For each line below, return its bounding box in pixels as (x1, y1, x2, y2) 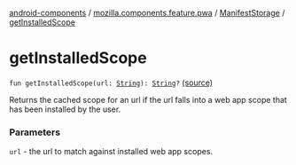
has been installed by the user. (9, 104, 121, 114)
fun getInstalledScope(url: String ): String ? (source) (9, 77, 214, 88)
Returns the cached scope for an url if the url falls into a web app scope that (9, 94, 288, 105)
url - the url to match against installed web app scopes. (9, 146, 214, 157)
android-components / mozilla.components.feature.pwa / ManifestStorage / (9, 8, 285, 18)
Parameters (9, 126, 60, 138)
